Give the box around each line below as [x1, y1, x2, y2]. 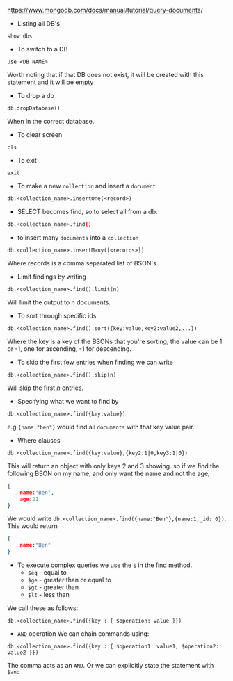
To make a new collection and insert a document [17, 182, 156, 190]
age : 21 [19, 495, 39, 502]
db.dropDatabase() [7, 105, 61, 112]
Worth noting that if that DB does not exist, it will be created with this [7, 71, 204, 79]
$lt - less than [27, 591, 70, 598]
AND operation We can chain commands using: [17, 630, 150, 638]
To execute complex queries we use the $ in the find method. [17, 561, 193, 569]
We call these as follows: [7, 604, 79, 612]
